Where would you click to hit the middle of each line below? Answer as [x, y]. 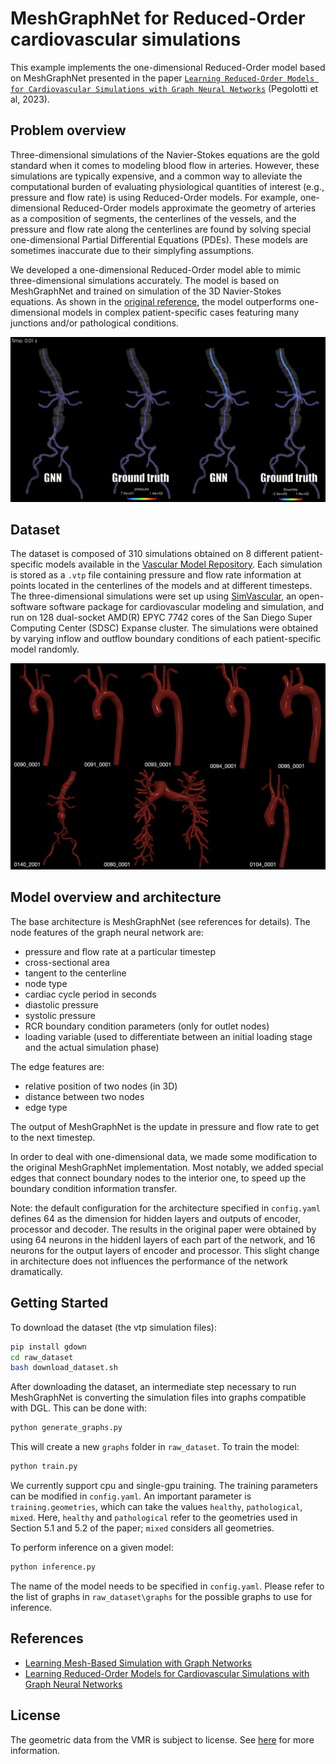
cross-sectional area [67, 962]
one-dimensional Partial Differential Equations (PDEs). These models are [159, 239]
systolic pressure [60, 1015]
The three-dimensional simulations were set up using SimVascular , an [153, 596]
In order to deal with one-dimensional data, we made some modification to [164, 1156]
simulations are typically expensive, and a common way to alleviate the [156, 176]
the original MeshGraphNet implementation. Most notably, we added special [167, 1167]
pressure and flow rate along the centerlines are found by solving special [161, 229]
